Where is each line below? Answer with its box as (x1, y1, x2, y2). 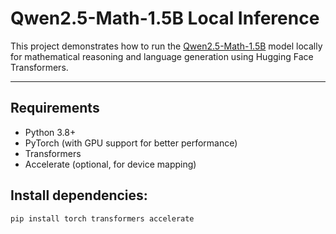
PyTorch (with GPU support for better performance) (24, 137, 238, 149)
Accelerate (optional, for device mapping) (24, 158, 197, 170)
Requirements (10, 100, 100, 117)
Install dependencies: (10, 187, 148, 204)
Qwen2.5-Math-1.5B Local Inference (10, 7, 320, 30)
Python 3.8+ (24, 126, 77, 138)
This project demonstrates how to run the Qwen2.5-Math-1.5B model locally (10, 40, 323, 52)
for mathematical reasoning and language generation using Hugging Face (10, 50, 314, 62)
